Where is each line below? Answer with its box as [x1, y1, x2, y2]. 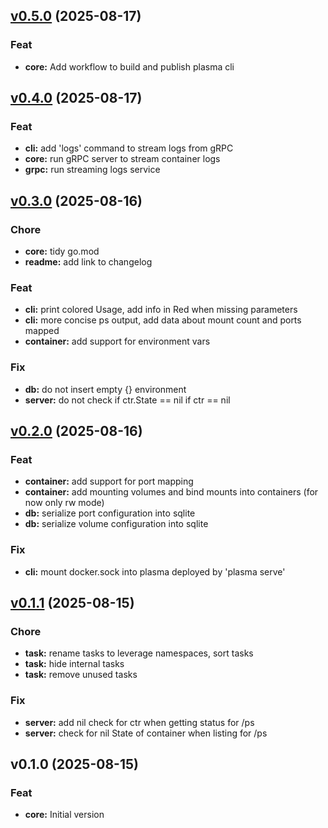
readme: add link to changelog [24, 256, 153, 268]
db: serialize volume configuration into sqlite [24, 518, 209, 530]
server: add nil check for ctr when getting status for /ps [24, 716, 255, 728]
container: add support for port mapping [24, 475, 194, 488]
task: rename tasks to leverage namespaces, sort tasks [24, 647, 254, 659]
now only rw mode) [24, 497, 105, 509]
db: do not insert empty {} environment [24, 383, 187, 395]
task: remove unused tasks [24, 669, 138, 681]
